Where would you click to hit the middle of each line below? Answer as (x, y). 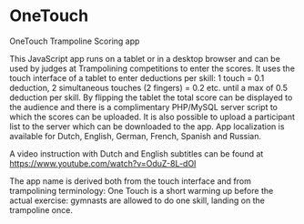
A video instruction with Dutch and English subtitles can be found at (137, 153)
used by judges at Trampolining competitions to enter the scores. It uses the (152, 68)
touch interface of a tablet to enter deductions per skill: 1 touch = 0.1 (137, 77)
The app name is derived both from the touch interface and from (131, 181)
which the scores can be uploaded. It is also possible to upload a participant (152, 117)
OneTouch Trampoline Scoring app (75, 41)
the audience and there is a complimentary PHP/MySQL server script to (143, 107)
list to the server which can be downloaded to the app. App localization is (147, 126)
